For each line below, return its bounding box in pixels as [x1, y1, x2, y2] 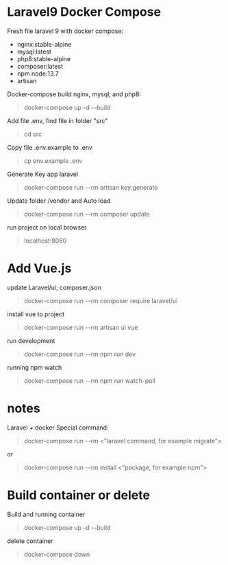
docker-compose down [23, 550, 90, 558]
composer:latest [16, 62, 64, 70]
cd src [23, 130, 42, 138]
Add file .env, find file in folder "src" [7, 116, 108, 124]
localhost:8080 [23, 236, 67, 245]
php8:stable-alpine [16, 54, 71, 63]
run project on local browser [7, 223, 87, 231]
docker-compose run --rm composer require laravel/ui [23, 296, 178, 304]
